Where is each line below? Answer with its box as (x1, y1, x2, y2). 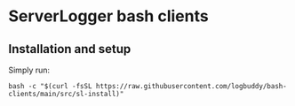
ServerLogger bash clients (8, 6, 210, 26)
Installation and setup (8, 42, 132, 57)
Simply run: (8, 64, 51, 75)
